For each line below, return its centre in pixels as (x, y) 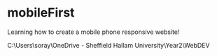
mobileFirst (41, 13)
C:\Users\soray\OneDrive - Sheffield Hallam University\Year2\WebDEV (108, 45)
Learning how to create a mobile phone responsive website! (93, 32)
